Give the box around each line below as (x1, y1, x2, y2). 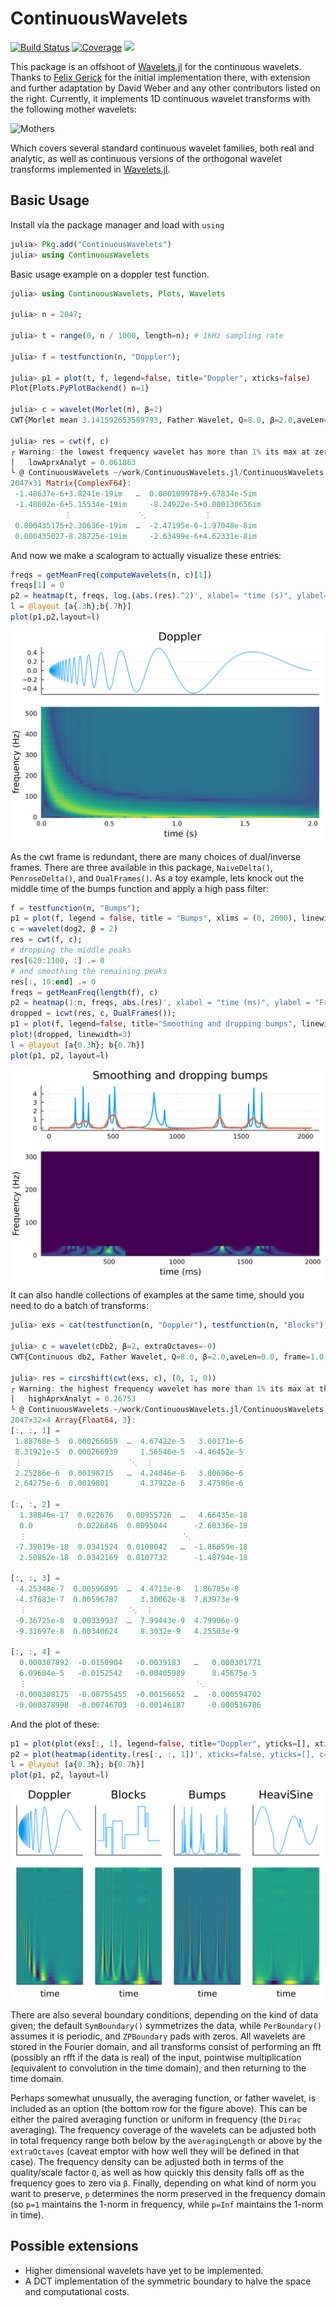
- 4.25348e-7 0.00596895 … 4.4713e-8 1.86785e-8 (14, 1584, 240, 1594)
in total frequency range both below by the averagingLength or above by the (10, 2134, 323, 2146)
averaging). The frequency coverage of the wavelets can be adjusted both (10, 2123, 317, 2136)
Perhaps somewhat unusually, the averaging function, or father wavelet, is (10, 2092, 317, 2104)
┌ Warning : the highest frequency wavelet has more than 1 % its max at (10, 1383, 315, 1394)
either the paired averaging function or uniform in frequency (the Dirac (10, 2113, 302, 2125)
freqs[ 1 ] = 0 (10, 580, 65, 591)
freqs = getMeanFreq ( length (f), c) (10, 987, 159, 997)
